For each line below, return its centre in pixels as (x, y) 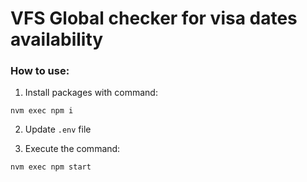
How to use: (40, 71)
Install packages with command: (91, 93)
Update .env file (58, 129)
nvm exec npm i (42, 111)
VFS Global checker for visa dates (154, 18)
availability (57, 39)
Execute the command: (72, 149)
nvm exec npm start (51, 167)
